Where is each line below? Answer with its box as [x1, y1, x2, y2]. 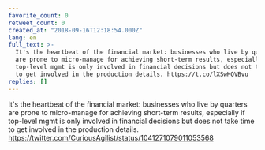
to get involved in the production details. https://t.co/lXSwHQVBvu [15, 70, 248, 78]
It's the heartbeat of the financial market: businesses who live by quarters [8, 99, 248, 109]
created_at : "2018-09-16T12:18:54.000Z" [8, 26, 144, 34]
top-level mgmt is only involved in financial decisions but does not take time [8, 116, 255, 126]
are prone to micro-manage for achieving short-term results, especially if [8, 107, 246, 117]
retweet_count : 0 [8, 19, 65, 27]
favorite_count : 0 [8, 11, 69, 20]
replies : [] [8, 77, 47, 85]
